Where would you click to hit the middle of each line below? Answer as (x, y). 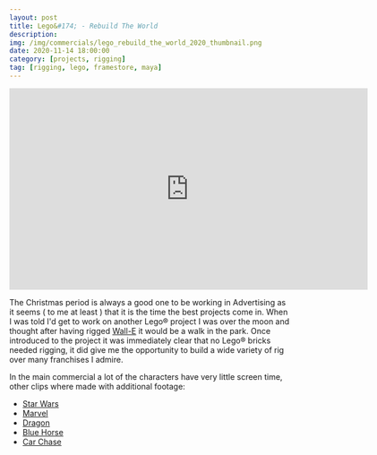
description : (34, 34)
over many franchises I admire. (66, 359)
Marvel (35, 413)
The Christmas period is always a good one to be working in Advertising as (148, 302)
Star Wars (41, 403)
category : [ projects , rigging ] (68, 59)
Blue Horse (43, 432)
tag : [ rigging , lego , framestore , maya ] (86, 68)
